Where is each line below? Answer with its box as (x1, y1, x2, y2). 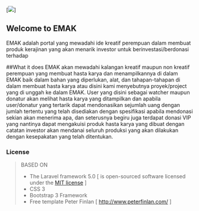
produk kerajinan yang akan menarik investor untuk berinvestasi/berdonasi (6, 45, 189, 53)
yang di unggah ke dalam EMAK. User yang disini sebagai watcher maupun (6, 89, 190, 96)
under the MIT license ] (29, 179, 87, 187)
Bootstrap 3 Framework (29, 192, 88, 199)
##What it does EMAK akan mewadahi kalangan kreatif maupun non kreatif (6, 63, 190, 71)
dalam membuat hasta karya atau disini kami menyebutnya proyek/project (6, 82, 187, 89)
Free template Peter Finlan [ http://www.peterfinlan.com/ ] (29, 198, 172, 205)
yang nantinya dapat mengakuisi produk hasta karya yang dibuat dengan (6, 120, 185, 127)
